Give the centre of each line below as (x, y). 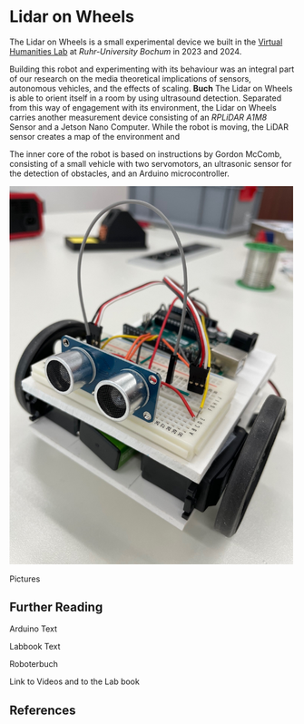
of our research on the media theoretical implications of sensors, (130, 78)
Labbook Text (35, 647)
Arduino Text (33, 629)
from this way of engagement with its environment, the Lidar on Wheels (143, 107)
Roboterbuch (34, 664)
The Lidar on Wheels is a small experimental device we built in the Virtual (146, 42)
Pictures (25, 579)
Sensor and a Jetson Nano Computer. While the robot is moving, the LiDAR (149, 127)
